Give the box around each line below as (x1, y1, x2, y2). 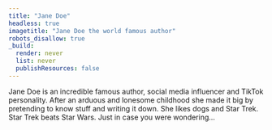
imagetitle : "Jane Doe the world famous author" (8, 27, 176, 35)
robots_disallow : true (8, 34, 85, 43)
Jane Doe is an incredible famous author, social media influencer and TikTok (8, 86, 264, 96)
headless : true (8, 19, 60, 27)
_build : (8, 42, 35, 50)
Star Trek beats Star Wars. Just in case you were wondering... (8, 112, 215, 122)
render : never (15, 49, 63, 57)
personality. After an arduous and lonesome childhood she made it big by (8, 94, 254, 105)
